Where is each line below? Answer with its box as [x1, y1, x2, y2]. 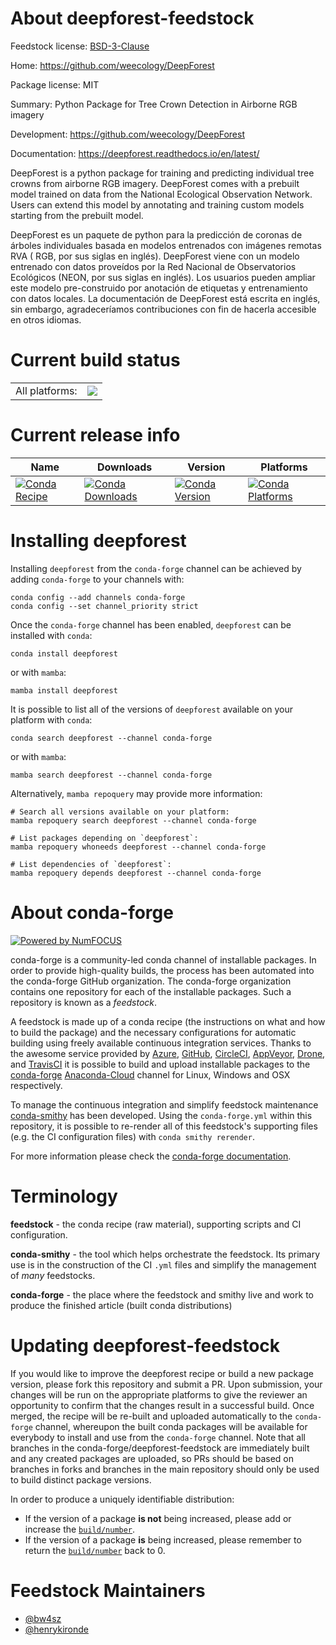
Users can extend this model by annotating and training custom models [10, 198, 305, 211]
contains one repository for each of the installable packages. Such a [10, 985, 292, 997]
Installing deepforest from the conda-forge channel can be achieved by [10, 562, 302, 574]
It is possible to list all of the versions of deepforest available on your [10, 703, 293, 715]
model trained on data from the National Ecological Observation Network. [10, 188, 313, 200]
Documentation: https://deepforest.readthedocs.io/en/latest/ [10, 147, 260, 159]
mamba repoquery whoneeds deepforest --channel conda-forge [10, 842, 267, 852]
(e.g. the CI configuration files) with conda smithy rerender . [10, 1130, 255, 1142]
